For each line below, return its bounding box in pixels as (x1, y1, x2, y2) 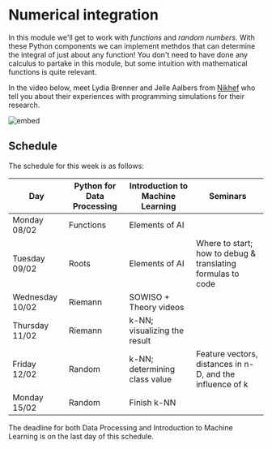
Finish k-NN (129, 396, 176, 408)
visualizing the (129, 325, 185, 336)
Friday (12, 358, 36, 369)
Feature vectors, (195, 348, 258, 359)
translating (195, 257, 237, 269)
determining (129, 363, 176, 374)
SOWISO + (129, 291, 170, 302)
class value (129, 373, 172, 385)
